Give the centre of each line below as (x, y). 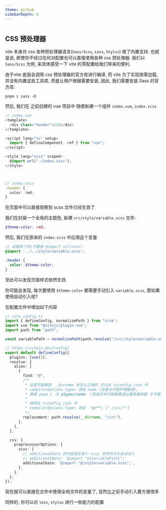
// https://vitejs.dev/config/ (37, 348)
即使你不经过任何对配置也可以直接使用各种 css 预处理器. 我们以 (81, 58)
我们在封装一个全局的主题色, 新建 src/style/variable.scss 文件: (70, 218)
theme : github (20, 10)
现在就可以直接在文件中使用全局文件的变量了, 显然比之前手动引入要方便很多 (82, 492)
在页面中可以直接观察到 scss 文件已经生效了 (50, 207)
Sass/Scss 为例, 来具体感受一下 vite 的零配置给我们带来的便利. (68, 64)
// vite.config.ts (24, 316)
